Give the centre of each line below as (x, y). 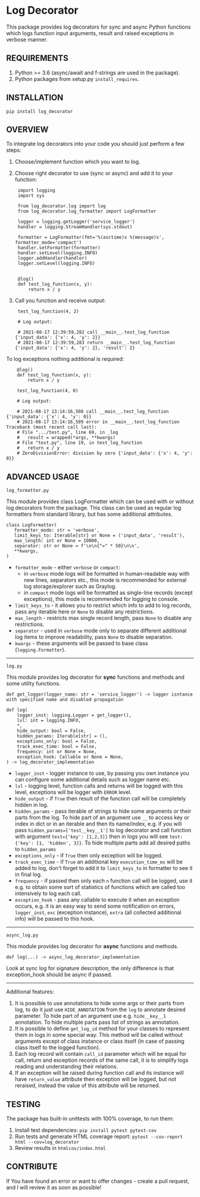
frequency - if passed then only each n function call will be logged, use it (104, 881)
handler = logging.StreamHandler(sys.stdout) (75, 227)
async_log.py (22, 936)
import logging (36, 191)
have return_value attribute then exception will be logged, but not (96, 1079)
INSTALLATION (35, 98)
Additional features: (30, 992)
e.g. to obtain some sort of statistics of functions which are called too (100, 887)
